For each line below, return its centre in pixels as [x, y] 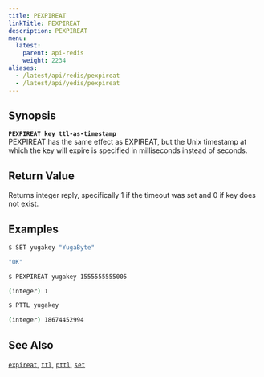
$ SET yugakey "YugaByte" [51, 247]
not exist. [24, 204]
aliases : [23, 68]
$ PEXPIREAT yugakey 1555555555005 [68, 277]
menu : [17, 38]
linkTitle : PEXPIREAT [45, 23]
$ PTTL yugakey [34, 305]
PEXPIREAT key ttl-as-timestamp [62, 134]
